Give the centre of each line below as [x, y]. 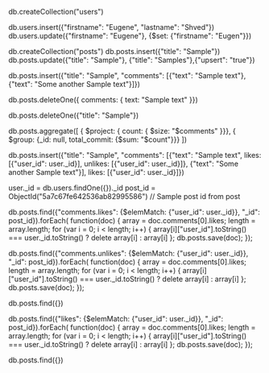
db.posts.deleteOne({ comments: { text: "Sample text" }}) [103, 99]
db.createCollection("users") [56, 12]
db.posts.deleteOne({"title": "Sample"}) [74, 115]
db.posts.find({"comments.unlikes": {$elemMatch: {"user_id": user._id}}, [128, 253]
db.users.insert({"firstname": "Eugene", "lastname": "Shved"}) [112, 27]
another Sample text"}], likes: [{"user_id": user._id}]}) [97, 172]
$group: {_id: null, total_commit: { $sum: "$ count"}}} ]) [98, 139]
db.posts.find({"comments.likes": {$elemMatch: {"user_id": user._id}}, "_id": [134, 212]
